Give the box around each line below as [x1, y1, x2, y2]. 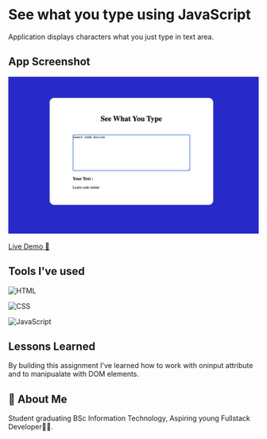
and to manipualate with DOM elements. [8, 369, 140, 379]
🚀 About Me [8, 392, 68, 406]
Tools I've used [8, 265, 85, 278]
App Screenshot [8, 55, 91, 69]
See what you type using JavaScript [8, 6, 252, 24]
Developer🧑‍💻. [8, 422, 53, 432]
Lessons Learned [8, 339, 95, 353]
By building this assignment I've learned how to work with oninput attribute [8, 361, 253, 370]
